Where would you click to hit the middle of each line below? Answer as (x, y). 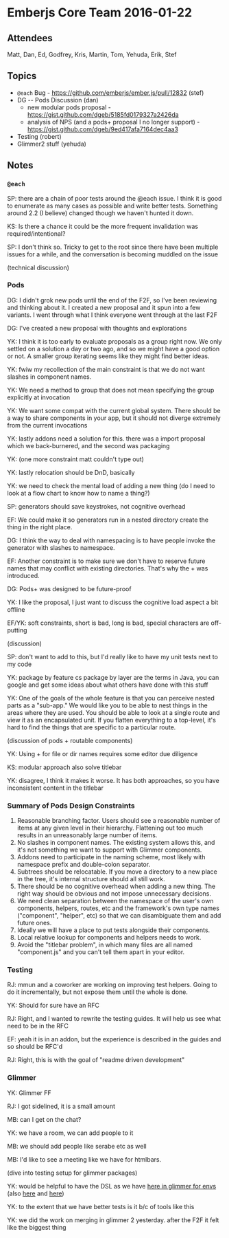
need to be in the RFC (38, 1026)
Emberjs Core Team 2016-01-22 (100, 13)
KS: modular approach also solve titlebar (64, 767)
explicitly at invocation (39, 397)
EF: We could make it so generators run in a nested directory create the (108, 520)
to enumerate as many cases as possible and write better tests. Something (112, 206)
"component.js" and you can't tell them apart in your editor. (101, 952)
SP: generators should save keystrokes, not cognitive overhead (96, 506)
